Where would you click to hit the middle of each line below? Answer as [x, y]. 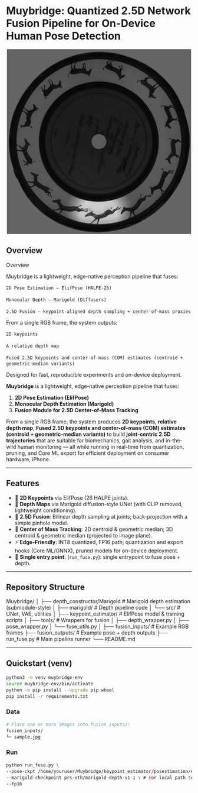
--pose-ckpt [21, 771]
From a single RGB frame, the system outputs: [62, 322]
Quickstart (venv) [39, 663]
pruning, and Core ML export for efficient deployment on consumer [88, 453]
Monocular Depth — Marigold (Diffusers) [57, 300]
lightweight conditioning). [46, 510]
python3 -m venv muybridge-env [44, 678]
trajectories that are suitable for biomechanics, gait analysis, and [85, 440]
